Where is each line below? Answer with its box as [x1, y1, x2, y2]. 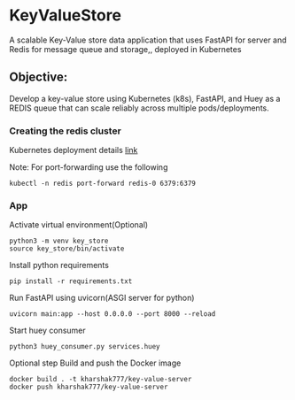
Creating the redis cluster [9, 125, 121, 137]
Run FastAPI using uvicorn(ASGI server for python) [9, 293, 195, 304]
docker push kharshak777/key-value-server [9, 382, 168, 392]
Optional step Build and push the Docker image [9, 358, 182, 368]
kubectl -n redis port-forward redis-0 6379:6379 [9, 179, 197, 188]
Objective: [9, 70, 68, 85]
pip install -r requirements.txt [9, 277, 133, 286]
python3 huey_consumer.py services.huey [9, 342, 161, 351]
